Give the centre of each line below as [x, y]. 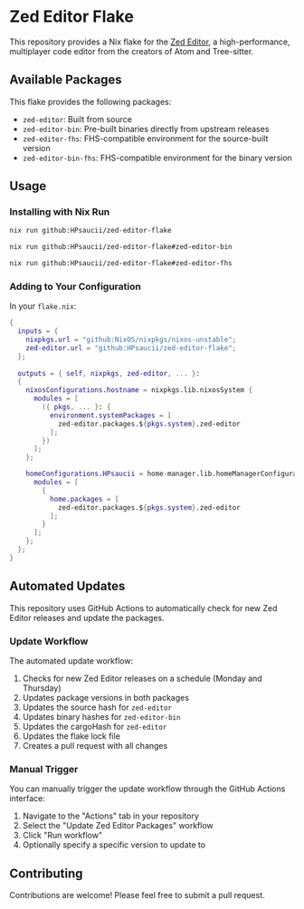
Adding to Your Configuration [76, 286]
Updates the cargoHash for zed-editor [95, 726]
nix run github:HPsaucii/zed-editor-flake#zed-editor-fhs [121, 263]
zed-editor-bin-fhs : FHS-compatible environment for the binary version [157, 158]
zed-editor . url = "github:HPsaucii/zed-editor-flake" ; [131, 348]
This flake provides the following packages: [90, 101]
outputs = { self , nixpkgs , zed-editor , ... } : [109, 373]
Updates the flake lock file [71, 736]
